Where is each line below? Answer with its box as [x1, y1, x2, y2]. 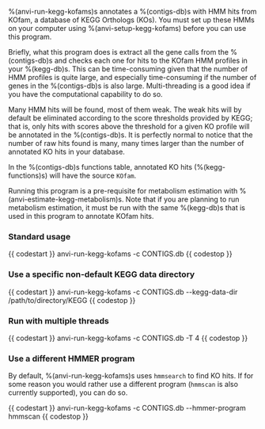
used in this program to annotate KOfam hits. [8, 212, 154, 220]
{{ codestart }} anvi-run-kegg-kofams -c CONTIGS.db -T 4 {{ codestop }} [8, 333, 248, 343]
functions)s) [8, 170, 48, 180]
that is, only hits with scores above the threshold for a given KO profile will [8, 122, 250, 131]
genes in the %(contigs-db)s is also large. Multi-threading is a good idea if [8, 81, 251, 90]
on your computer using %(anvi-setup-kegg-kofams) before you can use [8, 24, 247, 33]
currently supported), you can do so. [8, 388, 128, 397]
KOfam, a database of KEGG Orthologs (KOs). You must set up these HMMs [8, 15, 255, 25]
